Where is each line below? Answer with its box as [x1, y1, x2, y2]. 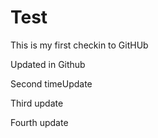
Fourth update [10, 116, 69, 128]
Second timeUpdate [10, 77, 93, 90]
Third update [10, 97, 64, 109]
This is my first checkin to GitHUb [10, 39, 149, 51]
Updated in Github [10, 58, 86, 70]
